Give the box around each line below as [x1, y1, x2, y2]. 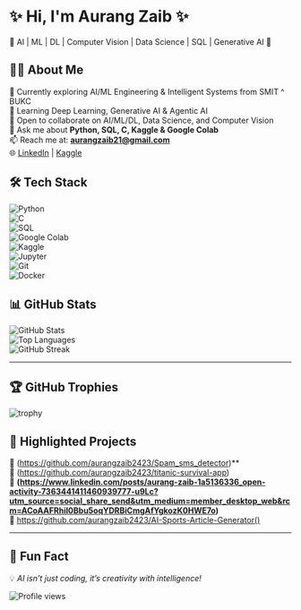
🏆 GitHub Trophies [9, 379, 119, 395]
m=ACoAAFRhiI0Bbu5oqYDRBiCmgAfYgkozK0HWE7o [9, 505, 217, 516]
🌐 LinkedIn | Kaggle [9, 147, 82, 158]
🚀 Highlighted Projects [9, 434, 137, 449]
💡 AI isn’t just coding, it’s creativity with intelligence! [9, 572, 202, 583]
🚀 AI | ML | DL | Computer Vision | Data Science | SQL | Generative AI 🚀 [9, 36, 271, 47]
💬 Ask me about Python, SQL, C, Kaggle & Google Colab [9, 124, 219, 135]
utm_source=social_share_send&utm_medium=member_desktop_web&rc [9, 495, 291, 506]
